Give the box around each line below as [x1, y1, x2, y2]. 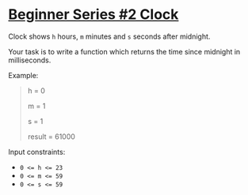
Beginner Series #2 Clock [8, 6, 179, 24]
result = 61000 [27, 132, 75, 141]
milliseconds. [8, 55, 52, 65]
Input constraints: [8, 147, 66, 156]
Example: [8, 70, 39, 80]
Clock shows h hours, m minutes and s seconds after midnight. [8, 32, 211, 41]
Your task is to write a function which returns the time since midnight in [8, 47, 241, 56]
